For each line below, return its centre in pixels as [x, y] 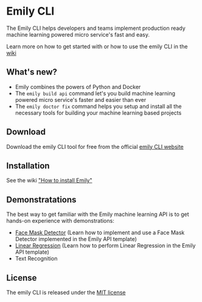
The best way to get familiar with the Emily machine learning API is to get [98, 214]
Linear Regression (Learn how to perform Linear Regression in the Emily [105, 246]
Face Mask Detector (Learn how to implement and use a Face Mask [100, 232]
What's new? [32, 72]
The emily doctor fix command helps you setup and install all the [98, 106]
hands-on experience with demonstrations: [60, 221]
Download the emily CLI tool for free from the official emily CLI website [95, 146]
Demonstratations [41, 200]
